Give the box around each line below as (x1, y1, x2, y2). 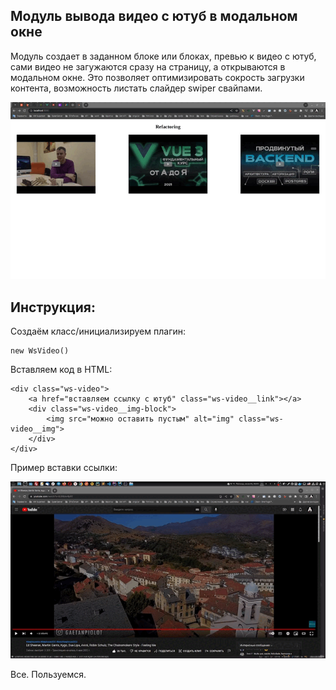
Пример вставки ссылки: (10, 462, 118, 474)
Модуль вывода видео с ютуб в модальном (10, 8, 298, 25)
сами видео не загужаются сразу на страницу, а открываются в (10, 60, 286, 73)
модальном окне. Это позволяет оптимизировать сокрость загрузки (10, 71, 305, 83)
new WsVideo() (10, 346, 70, 356)
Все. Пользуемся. (10, 669, 87, 681)
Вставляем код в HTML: (10, 364, 113, 376)
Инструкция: (10, 299, 97, 316)
